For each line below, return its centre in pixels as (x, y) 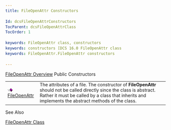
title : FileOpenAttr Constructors (42, 11)
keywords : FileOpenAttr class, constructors (53, 43)
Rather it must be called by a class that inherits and (93, 95)
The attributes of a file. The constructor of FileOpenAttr (98, 85)
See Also (15, 112)
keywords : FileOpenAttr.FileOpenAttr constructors (60, 53)
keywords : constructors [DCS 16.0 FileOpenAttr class (64, 48)
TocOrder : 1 (18, 32)
